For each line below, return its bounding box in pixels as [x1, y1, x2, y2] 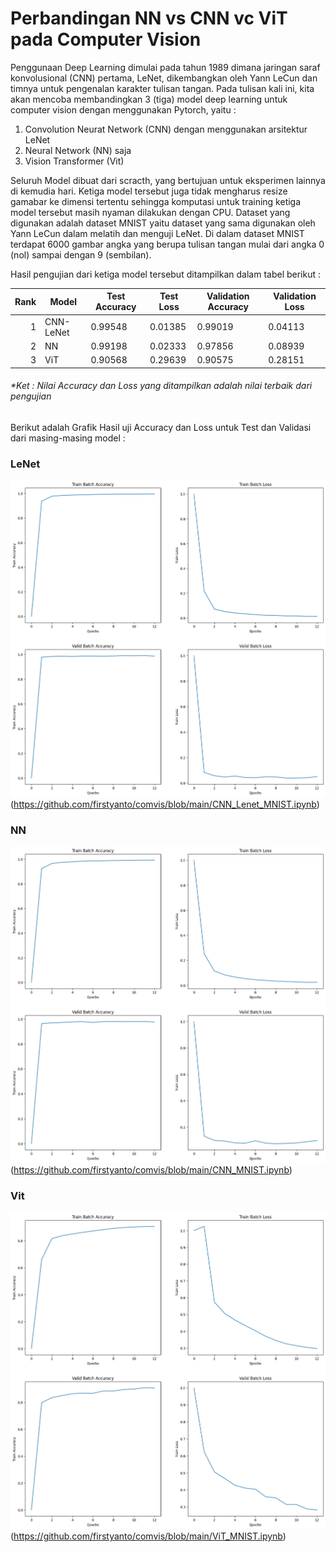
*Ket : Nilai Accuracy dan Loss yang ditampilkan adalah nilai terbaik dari [10, 380, 313, 392]
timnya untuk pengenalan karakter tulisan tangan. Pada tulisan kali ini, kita [10, 82, 315, 94]
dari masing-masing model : [10, 432, 126, 444]
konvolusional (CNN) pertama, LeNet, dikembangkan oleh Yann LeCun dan [10, 72, 318, 84]
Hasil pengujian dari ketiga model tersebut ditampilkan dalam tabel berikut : [10, 268, 322, 280]
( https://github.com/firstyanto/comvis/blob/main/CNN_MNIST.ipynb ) [10, 1164, 293, 1176]
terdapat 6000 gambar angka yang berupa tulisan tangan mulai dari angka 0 [10, 238, 325, 250]
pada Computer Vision [10, 28, 202, 51]
